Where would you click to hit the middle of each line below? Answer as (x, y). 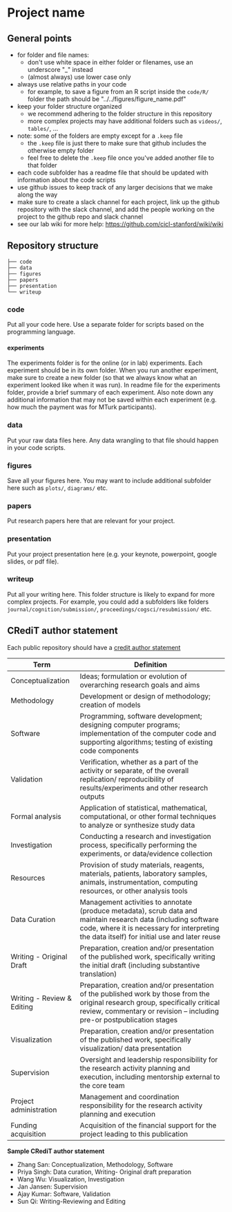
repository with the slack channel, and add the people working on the (116, 209)
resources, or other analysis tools (134, 891)
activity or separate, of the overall (134, 770)
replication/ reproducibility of (127, 779)
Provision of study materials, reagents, (142, 865)
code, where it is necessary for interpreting (149, 928)
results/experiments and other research (144, 788)
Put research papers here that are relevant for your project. (91, 521)
